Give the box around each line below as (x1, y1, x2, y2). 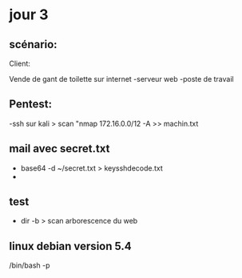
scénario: (9, 38, 58, 51)
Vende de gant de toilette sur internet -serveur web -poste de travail (9, 75, 234, 83)
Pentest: (9, 98, 53, 111)
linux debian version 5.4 (9, 239, 133, 253)
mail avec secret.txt (9, 142, 110, 155)
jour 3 (9, 6, 49, 24)
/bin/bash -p (9, 260, 50, 270)
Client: (9, 58, 31, 68)
